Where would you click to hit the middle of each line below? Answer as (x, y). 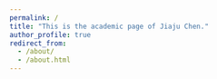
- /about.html (44, 60)
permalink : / (34, 18)
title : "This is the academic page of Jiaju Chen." (109, 26)
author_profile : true (50, 35)
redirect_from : (38, 43)
